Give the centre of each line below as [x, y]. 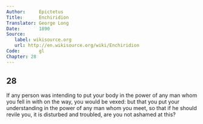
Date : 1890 [28, 29]
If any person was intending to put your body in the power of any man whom [102, 95]
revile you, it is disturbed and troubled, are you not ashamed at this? [91, 114]
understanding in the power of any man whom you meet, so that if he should [101, 108]
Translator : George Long [38, 23]
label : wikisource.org [43, 40]
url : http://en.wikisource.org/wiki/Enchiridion [77, 46]
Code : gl [25, 51]
